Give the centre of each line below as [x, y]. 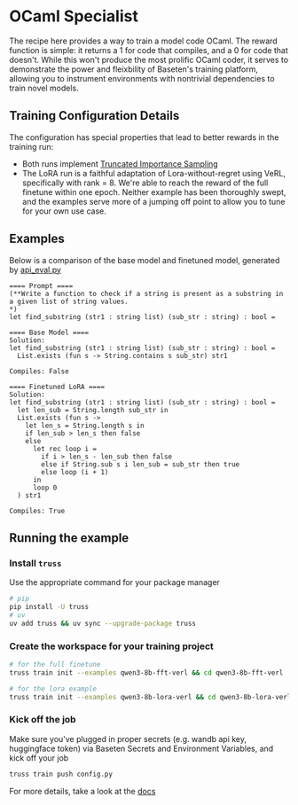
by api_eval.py [35, 270]
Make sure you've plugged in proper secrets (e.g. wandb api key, [128, 739]
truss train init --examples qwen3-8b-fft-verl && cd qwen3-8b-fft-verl [146, 672]
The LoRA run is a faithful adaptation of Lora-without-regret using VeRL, [154, 173]
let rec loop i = [65, 449]
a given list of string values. [69, 301]
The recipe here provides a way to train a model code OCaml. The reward [143, 41]
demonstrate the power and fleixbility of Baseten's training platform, [134, 69]
